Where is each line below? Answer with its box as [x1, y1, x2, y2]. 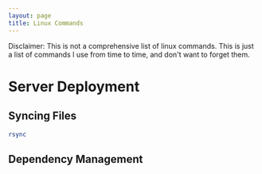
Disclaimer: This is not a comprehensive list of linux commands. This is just [8, 41, 255, 50]
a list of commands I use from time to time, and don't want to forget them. [8, 49, 250, 59]
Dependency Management [8, 152, 143, 166]
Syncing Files [8, 109, 77, 123]
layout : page [8, 11, 52, 20]
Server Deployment [8, 77, 140, 96]
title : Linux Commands [8, 19, 84, 27]
